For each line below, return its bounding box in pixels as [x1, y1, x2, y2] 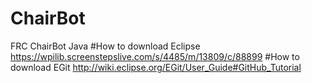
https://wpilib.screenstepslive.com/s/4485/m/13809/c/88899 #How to [10, 50, 300, 62]
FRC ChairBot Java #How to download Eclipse [10, 40, 201, 52]
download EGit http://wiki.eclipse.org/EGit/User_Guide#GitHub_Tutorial [10, 61, 302, 73]
